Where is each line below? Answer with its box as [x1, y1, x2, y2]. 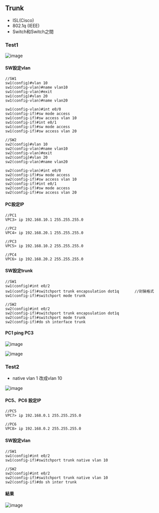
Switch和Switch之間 [12, 29, 54, 35]
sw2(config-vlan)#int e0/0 [5, 168, 61, 173]
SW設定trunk [5, 268, 33, 274]
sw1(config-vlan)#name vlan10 [5, 85, 68, 90]
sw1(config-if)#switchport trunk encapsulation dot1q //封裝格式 [5, 289, 155, 294]
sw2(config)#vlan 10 [5, 142, 48, 147]
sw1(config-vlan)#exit [5, 90, 52, 95]
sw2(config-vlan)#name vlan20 [5, 160, 68, 165]
